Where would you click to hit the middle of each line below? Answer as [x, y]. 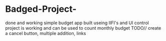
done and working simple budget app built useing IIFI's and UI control [77, 23]
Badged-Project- [41, 9]
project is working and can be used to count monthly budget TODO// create [83, 28]
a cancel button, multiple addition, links [46, 33]
